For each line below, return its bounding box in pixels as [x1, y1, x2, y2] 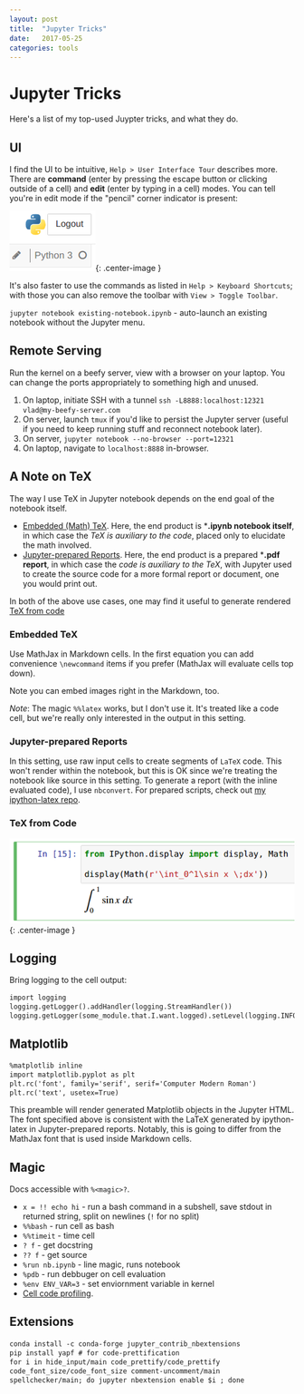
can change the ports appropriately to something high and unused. [9, 376, 260, 387]
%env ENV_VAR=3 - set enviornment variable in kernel [22, 1279, 215, 1290]
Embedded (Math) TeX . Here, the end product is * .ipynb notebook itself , [22, 520, 295, 531]
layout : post [9, 15, 59, 24]
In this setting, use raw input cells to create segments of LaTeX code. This [9, 755, 282, 766]
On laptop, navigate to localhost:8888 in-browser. [22, 443, 210, 453]
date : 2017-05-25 [9, 34, 83, 43]
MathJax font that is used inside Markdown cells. [9, 1134, 193, 1145]
